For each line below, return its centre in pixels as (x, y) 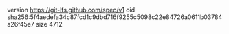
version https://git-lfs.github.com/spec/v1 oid (71, 10)
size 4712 (49, 24)
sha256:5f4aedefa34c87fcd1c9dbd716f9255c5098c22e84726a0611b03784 (115, 17)
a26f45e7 (21, 24)
